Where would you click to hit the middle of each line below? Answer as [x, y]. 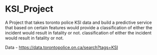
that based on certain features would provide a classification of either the [79, 27]
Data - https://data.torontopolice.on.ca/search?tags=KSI [62, 47]
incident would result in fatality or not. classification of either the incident [78, 33]
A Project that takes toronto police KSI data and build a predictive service [78, 22]
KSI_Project [29, 9]
